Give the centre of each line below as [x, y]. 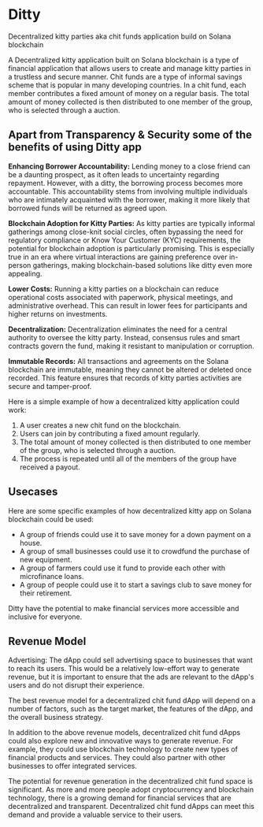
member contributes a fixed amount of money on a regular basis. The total [129, 93]
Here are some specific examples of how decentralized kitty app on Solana [130, 510]
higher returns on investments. [58, 313]
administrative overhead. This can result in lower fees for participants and [128, 306]
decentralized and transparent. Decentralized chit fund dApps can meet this [131, 807]
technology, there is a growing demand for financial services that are [120, 798]
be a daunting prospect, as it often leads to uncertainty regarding [114, 174]
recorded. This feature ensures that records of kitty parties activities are [125, 378]
